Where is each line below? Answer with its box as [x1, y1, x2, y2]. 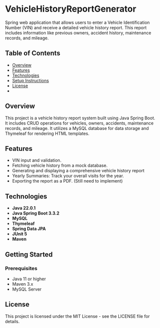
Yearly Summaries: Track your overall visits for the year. [12, 173, 124, 179]
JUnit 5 [12, 231, 27, 237]
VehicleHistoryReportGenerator [5, 3, 137, 15]
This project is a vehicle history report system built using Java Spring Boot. [5, 115, 156, 121]
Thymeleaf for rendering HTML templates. [5, 130, 89, 136]
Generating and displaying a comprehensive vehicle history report [12, 168, 145, 174]
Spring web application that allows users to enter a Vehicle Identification [5, 19, 150, 25]
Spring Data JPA [12, 226, 46, 232]
